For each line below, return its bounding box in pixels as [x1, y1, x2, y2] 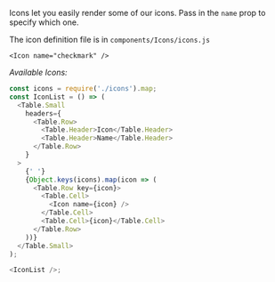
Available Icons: [9, 67, 69, 77]
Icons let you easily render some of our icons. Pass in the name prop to [9, 8, 266, 18]
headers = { [25, 109, 62, 118]
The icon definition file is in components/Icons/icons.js [9, 35, 211, 44]
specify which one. [9, 17, 79, 28]
